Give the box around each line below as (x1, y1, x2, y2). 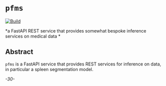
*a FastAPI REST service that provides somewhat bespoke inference (5, 27, 146, 33)
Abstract (5, 47, 34, 56)
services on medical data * (5, 33, 61, 39)
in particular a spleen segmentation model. (5, 66, 94, 72)
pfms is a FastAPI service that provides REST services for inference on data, (5, 61, 161, 67)
